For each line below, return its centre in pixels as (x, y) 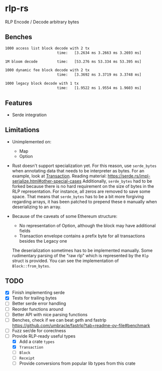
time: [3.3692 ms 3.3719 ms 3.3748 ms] (99, 75)
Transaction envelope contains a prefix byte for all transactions (82, 236)
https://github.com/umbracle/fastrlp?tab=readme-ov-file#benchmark (81, 325)
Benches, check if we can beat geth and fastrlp (59, 320)
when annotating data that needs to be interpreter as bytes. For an (78, 170)
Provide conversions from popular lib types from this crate (77, 363)
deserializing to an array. (37, 207)
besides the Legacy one (43, 241)
